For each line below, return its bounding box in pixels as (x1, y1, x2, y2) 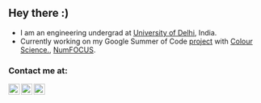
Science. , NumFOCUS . (19, 44, 96, 55)
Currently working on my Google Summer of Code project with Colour (19, 36, 253, 46)
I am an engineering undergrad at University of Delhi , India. (19, 27, 217, 37)
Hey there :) (8, 6, 69, 20)
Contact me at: (8, 64, 68, 76)
